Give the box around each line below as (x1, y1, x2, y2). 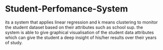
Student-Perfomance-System (5, 3, 128, 14)
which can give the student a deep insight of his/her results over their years (5, 35, 157, 40)
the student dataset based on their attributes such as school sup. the (5, 24, 144, 30)
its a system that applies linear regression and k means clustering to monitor (5, 19, 158, 25)
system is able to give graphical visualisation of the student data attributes (5, 29, 154, 35)
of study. (5, 39, 23, 45)
